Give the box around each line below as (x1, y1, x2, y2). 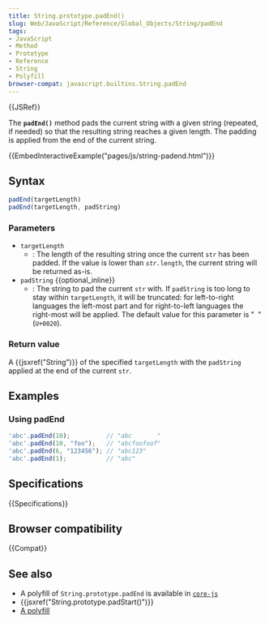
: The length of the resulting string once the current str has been (32, 249, 250, 260)
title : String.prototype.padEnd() (8, 11, 126, 20)
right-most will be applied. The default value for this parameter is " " (32, 310, 262, 320)
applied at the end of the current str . (8, 366, 132, 376)
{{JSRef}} (8, 102, 41, 112)
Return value (8, 338, 60, 350)
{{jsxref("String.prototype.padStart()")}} (19, 597, 154, 607)
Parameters (8, 222, 55, 234)
